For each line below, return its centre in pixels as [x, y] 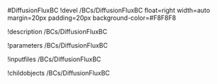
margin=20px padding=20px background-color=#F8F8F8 [92, 18]
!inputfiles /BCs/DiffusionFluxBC [54, 59]
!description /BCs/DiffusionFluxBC [57, 32]
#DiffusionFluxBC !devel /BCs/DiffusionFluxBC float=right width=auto [109, 10]
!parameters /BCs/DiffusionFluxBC [58, 45]
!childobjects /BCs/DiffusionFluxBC [59, 73]
